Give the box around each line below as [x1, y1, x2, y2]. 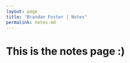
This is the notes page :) [6, 44, 125, 58]
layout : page [6, 8, 38, 15]
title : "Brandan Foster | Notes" [6, 14, 87, 20]
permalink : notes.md [6, 19, 57, 25]
